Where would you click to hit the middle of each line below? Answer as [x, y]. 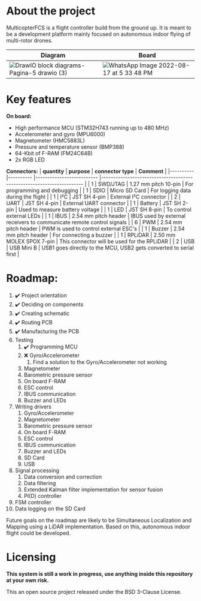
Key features [39, 100]
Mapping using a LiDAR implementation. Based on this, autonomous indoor [98, 527]
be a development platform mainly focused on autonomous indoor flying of [98, 34]
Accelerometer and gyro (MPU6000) [60, 134]
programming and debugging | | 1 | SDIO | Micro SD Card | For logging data [99, 190]
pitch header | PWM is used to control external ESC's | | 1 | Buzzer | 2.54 [96, 229]
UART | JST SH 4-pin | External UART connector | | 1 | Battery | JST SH [94, 203]
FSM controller [33, 502]
